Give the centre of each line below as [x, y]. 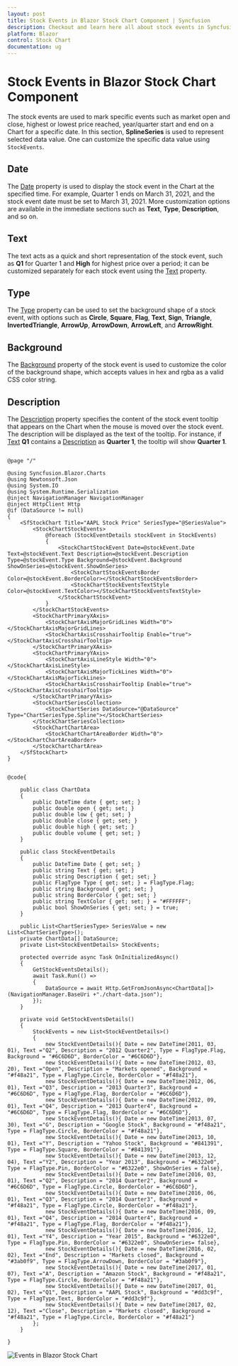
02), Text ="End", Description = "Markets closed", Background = [106, 1255]
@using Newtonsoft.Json [42, 479]
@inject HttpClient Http [44, 504]
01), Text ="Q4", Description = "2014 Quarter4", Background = [103, 1218]
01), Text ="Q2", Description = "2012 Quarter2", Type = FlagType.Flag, [117, 1050]
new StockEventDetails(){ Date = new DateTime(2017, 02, [131, 1305]
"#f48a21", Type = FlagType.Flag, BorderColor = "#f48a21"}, [100, 1224]
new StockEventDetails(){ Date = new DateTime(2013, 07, [131, 1118]
